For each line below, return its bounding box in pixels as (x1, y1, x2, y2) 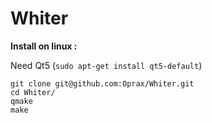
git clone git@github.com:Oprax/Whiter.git (10, 78, 195, 89)
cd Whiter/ (10, 87, 56, 97)
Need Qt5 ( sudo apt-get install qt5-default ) (10, 59, 203, 71)
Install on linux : (10, 40, 78, 52)
